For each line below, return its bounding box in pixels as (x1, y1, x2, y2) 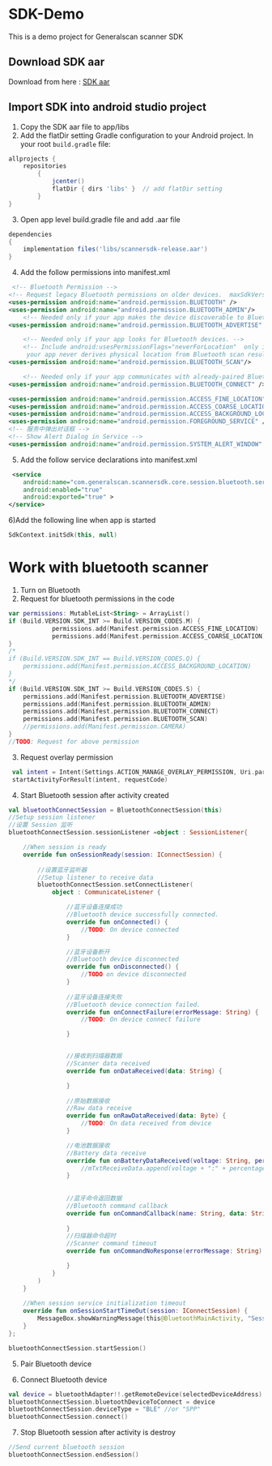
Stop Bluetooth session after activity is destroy (19, 1428, 176, 1438)
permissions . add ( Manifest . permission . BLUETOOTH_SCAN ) (23, 715, 208, 723)
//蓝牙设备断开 (66, 948, 111, 956)
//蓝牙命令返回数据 (66, 1194, 122, 1202)
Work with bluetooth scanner (8, 559, 209, 577)
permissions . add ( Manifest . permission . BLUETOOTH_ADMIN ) (23, 700, 212, 708)
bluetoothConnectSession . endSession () (8, 1451, 139, 1459)
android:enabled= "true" (23, 486, 104, 494)
